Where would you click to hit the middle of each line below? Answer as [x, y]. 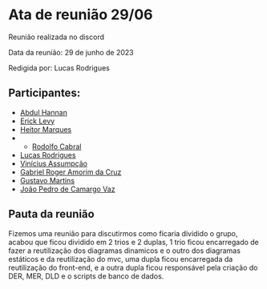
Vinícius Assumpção [54, 163]
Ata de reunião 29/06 [81, 15]
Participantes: [44, 93]
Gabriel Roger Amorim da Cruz [71, 172]
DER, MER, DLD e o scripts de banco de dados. [86, 276]
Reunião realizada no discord [57, 37]
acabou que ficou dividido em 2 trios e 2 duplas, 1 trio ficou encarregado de [133, 242]
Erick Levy [37, 121]
